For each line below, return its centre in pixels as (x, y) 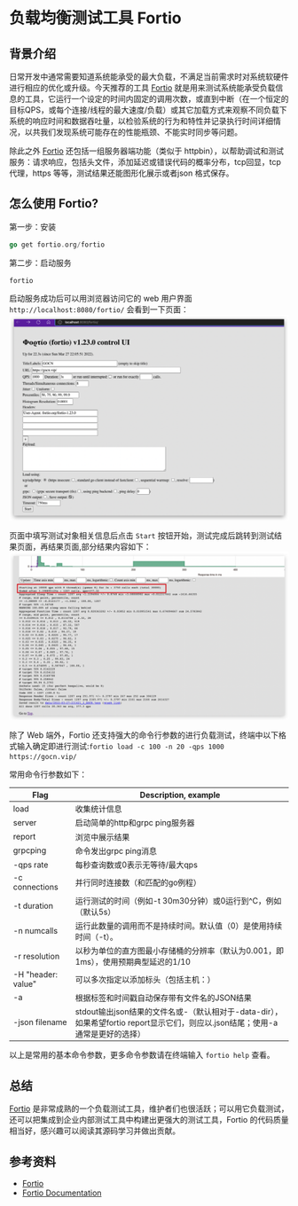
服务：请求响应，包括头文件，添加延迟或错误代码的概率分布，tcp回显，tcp (145, 162)
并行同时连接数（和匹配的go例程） (138, 882)
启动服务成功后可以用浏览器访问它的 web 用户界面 (101, 298)
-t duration (33, 906)
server (25, 822)
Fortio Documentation (62, 1193)
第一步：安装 (32, 226)
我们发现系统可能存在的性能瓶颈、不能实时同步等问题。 (141, 132)
